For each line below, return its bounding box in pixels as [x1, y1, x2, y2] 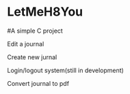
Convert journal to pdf [7, 79, 70, 87]
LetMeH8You [7, 4, 83, 20]
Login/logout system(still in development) [7, 66, 125, 74]
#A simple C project [7, 27, 63, 35]
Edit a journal [7, 40, 44, 48]
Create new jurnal [7, 52, 57, 61]
